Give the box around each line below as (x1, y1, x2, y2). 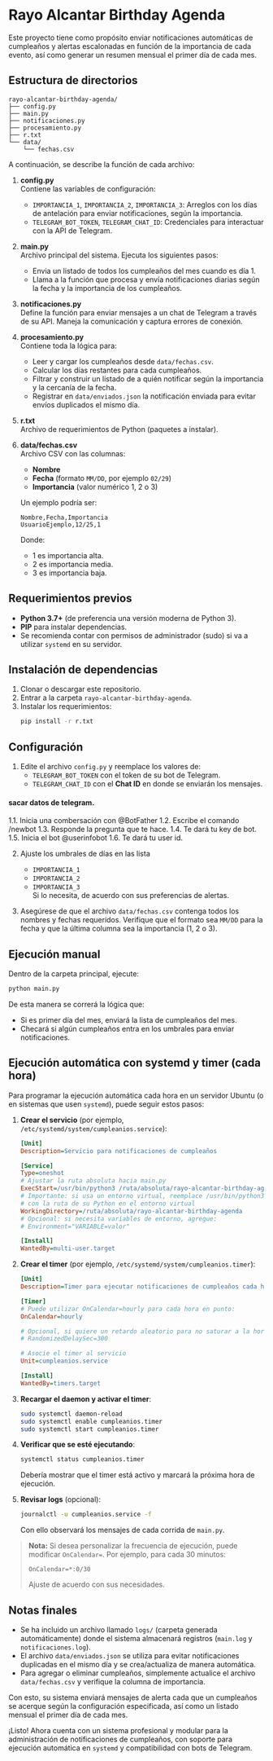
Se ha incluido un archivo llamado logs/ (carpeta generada (19, 1624, 218, 1635)
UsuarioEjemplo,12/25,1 (19, 520, 102, 529)
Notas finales (8, 1603, 78, 1617)
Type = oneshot (19, 1169, 65, 1178)
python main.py (8, 984, 60, 993)
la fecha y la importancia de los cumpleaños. (32, 283, 183, 293)
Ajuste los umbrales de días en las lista (19, 849, 150, 859)
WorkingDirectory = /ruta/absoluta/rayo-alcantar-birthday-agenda (19, 1207, 243, 1215)
